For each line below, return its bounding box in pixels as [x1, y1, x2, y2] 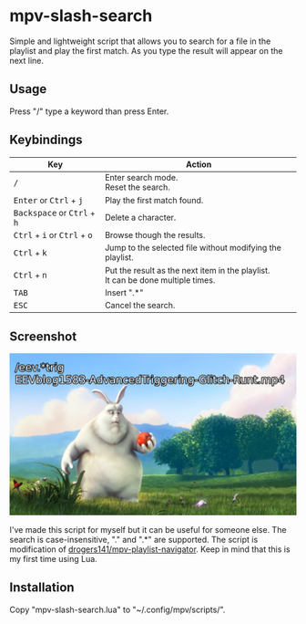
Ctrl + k [13, 247, 47, 258]
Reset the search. [104, 182, 170, 192]
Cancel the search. [104, 300, 176, 311]
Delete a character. [104, 212, 177, 224]
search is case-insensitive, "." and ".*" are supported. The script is [9, 534, 259, 545]
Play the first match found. [104, 194, 204, 205]
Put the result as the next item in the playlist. [104, 265, 270, 276]
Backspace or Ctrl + [13, 207, 96, 218]
